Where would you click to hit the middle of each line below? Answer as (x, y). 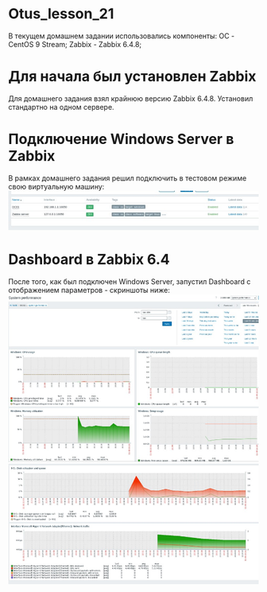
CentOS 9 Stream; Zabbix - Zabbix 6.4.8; (75, 44)
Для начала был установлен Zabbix (132, 77)
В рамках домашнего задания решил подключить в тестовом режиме (128, 178)
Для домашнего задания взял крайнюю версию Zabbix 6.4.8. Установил (131, 98)
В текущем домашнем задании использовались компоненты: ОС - (122, 36)
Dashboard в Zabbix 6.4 (89, 260)
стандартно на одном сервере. (61, 107)
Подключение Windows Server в (121, 139)
